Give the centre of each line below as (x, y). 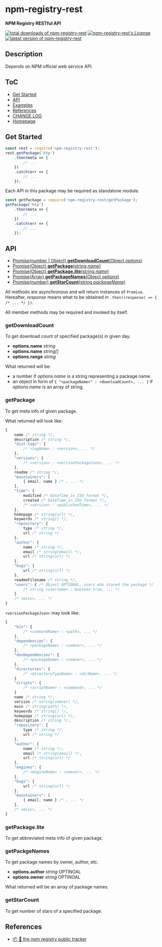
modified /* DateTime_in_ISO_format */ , (66, 496)
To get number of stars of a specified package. (54, 911)
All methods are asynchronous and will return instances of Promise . (74, 292)
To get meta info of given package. (41, 411)
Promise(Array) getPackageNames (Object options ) (66, 277)
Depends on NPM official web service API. (49, 66)
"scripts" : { (28, 683)
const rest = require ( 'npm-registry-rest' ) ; (52, 149)
